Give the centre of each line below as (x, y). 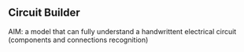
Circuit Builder (44, 13)
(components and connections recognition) (78, 40)
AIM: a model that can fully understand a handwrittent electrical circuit (122, 31)
